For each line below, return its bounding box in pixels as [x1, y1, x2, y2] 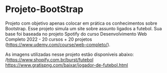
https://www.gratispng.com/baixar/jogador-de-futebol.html [5, 62, 128, 68]
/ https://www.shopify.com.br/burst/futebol [5, 56, 94, 62]
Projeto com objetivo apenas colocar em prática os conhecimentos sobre [5, 20, 157, 26]
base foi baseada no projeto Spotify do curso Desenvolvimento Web [5, 31, 147, 37]
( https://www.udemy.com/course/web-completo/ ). [5, 41, 110, 47]
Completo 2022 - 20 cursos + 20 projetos [5, 36, 92, 42]
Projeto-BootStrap [5, 4, 84, 15]
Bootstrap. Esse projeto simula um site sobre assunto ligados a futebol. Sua [5, 25, 162, 31]
